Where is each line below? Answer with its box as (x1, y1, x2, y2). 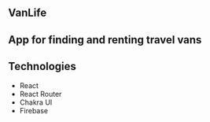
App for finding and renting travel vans (8, 33, 202, 46)
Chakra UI (19, 98, 53, 107)
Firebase (19, 105, 49, 115)
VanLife (8, 6, 47, 20)
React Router (19, 89, 62, 98)
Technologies (8, 60, 77, 73)
